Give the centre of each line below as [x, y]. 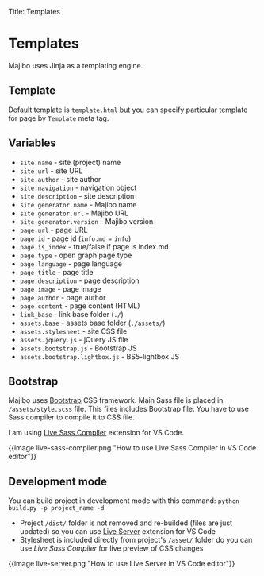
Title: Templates [34, 12]
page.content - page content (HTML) [80, 306]
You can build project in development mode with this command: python [124, 501]
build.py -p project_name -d [56, 508]
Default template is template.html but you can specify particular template [128, 110]
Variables [33, 143]
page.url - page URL [54, 230]
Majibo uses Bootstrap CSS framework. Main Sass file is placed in [116, 400]
